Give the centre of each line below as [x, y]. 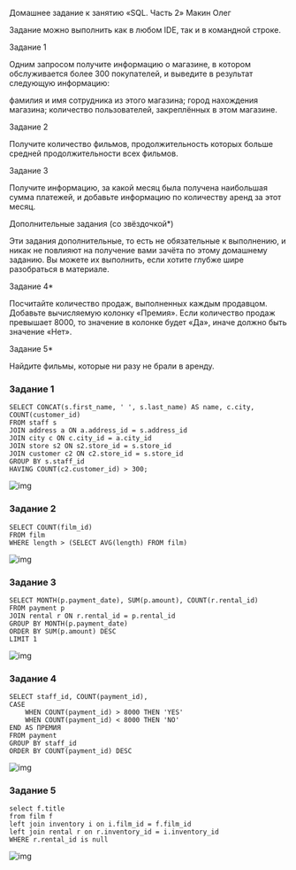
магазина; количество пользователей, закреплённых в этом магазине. [144, 109]
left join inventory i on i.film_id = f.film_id [100, 824]
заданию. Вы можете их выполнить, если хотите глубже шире [127, 260]
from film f [31, 817]
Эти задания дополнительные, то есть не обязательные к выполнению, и [148, 241]
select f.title [37, 809]
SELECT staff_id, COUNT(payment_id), [79, 697]
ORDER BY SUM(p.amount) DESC [63, 631]
